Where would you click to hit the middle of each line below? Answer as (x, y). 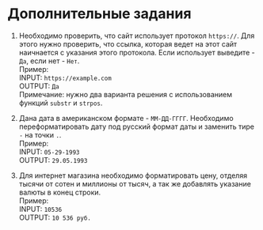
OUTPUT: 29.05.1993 (53, 160)
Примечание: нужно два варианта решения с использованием (126, 94)
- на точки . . (40, 134)
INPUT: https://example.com (65, 77)
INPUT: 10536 (40, 209)
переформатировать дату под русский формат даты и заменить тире (137, 126)
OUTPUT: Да (39, 86)
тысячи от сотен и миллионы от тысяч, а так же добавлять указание (135, 183)
